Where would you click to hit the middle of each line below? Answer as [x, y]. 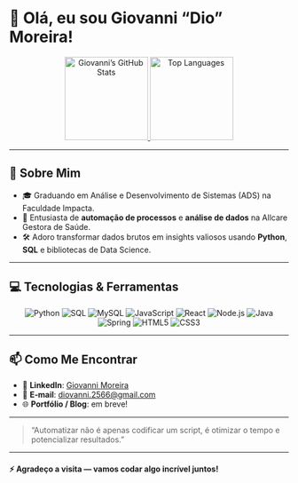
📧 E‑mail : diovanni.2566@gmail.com [89, 395]
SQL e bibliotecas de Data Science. [86, 249]
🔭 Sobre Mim [45, 174]
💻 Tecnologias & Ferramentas [94, 287]
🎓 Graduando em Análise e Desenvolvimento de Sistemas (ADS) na [147, 195]
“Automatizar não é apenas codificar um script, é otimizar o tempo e [156, 431]
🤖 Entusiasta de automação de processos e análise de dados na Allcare [155, 218]
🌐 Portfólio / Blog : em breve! [75, 404]
